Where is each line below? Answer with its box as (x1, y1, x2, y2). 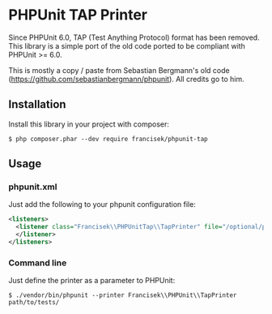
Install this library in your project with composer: (8, 119, 170, 129)
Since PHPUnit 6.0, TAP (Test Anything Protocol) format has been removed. (8, 32, 261, 42)
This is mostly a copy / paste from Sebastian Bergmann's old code (8, 65, 230, 75)
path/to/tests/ (8, 299, 60, 307)
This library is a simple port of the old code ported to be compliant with (8, 41, 245, 50)
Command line (8, 257, 67, 269)
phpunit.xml (8, 181, 57, 192)
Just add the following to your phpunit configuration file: (8, 200, 196, 209)
